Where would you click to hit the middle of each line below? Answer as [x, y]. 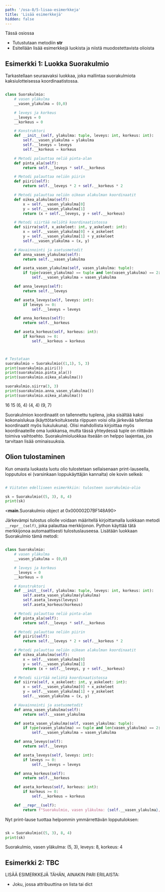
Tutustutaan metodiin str [37, 43]
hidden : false [20, 19]
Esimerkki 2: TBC [32, 862]
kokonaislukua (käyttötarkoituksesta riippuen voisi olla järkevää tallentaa [79, 420]
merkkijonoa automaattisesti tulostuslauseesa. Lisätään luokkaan [71, 531]
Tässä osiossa [20, 33]
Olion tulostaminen [35, 457]
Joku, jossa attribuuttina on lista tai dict [52, 885]
